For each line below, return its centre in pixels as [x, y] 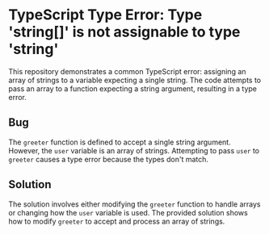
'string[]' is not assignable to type [124, 32]
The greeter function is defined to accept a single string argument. [120, 142]
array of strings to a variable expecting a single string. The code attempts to [134, 80]
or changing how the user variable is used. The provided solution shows [128, 212]
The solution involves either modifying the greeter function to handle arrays [134, 204]
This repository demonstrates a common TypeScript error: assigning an [127, 71]
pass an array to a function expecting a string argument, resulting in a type [132, 88]
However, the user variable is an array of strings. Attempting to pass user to [134, 150]
